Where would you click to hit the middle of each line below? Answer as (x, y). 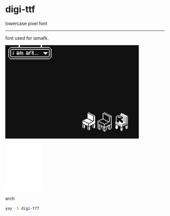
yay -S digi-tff (22, 208)
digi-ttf (20, 9)
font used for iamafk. (27, 38)
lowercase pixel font (26, 23)
